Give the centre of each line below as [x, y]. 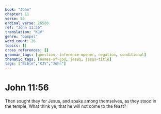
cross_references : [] [27, 50]
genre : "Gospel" [21, 37]
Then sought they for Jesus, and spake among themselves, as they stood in [81, 101]
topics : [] [16, 46]
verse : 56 [15, 18]
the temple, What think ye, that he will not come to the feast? [66, 106]
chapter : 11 [17, 14]
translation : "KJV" [25, 32]
